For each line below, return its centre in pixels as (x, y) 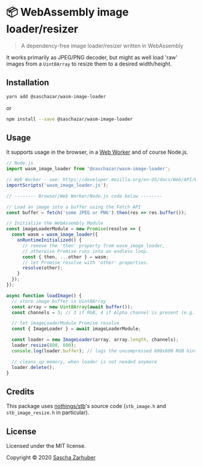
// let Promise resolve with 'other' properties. (85, 263)
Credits (20, 392)
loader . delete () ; (33, 367)
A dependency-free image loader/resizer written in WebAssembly (102, 46)
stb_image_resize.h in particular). (48, 412)
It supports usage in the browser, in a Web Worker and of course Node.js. (97, 152)
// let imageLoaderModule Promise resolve (66, 323)
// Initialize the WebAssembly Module (55, 224)
